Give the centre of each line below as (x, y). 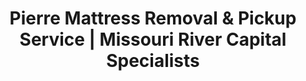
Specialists (153, 61)
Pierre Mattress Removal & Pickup (153, 18)
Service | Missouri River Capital (153, 39)
